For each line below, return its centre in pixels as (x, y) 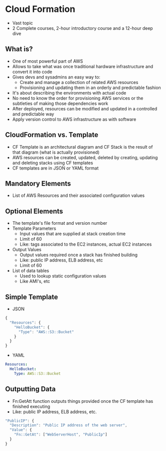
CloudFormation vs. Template (52, 135)
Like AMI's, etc (35, 281)
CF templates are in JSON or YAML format (55, 168)
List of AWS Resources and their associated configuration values (79, 195)
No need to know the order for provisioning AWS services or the (78, 98)
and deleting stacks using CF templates (53, 163)
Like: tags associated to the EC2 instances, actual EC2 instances (86, 244)
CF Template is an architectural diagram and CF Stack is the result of (83, 147)
